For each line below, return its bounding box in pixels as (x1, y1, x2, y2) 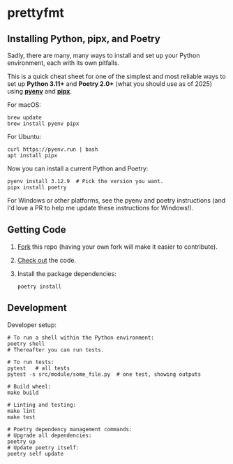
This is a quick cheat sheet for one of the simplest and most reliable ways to (7, 72, 226, 80)
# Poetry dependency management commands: (7, 426, 133, 433)
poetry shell (7, 340, 45, 347)
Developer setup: (7, 320, 57, 329)
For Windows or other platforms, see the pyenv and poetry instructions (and (7, 196, 225, 204)
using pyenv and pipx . (7, 87, 72, 95)
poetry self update (7, 450, 64, 457)
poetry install (17, 283, 62, 290)
